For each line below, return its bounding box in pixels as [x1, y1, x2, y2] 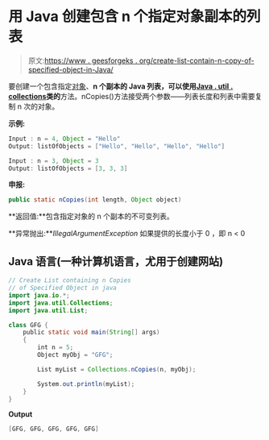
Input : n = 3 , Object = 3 [8, 156, 99, 165]
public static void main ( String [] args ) [23, 328, 160, 337]
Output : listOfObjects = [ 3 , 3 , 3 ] [8, 164, 128, 172]
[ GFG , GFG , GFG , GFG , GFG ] [8, 425, 99, 434]
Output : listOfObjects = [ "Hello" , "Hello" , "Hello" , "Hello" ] [8, 142, 226, 150]
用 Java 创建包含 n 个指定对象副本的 [8, 7, 247, 26]
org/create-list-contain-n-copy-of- [139, 56, 255, 65]
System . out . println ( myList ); [37, 380, 135, 388]
